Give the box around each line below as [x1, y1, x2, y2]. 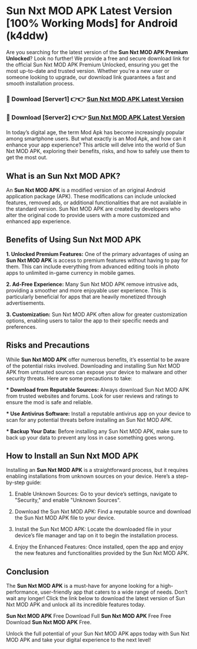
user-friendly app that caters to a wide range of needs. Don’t [40, 588, 188, 595]
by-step [6, 479, 25, 486]
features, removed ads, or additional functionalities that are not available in [6, 199, 187, 206]
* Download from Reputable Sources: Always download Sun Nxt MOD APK [6, 386, 189, 393]
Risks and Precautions [6, 340, 90, 351]
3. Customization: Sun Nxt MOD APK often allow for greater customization [6, 311, 188, 318]
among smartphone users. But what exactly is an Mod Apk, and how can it [6, 135, 186, 142]
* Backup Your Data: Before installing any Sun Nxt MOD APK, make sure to [6, 428, 188, 435]
